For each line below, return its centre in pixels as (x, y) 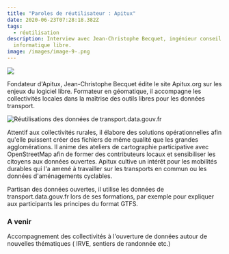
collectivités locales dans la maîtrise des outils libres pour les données (106, 98)
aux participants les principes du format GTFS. (73, 203)
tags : (15, 26)
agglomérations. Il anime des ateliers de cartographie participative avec (108, 147)
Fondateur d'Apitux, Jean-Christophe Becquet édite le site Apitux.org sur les (114, 84)
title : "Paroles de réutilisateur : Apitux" (71, 13)
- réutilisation (36, 33)
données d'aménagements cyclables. (60, 176)
